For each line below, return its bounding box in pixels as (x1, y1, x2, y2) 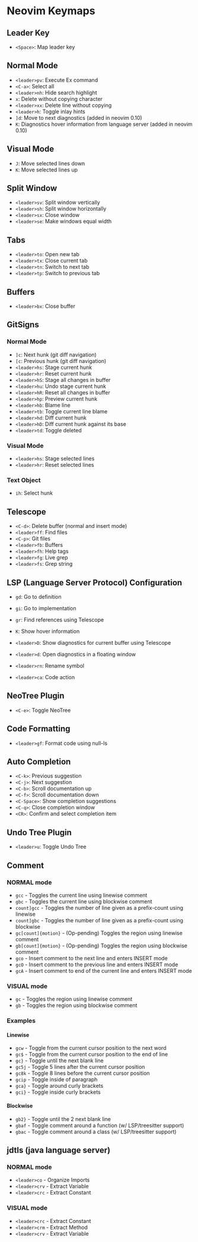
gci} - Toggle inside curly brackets (15, 1088, 101, 1095)
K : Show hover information (15, 628, 80, 635)
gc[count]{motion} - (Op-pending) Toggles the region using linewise (15, 929, 183, 937)
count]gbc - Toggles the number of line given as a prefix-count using (15, 916, 183, 923)
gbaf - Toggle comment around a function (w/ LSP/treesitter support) (15, 1122, 184, 1129)
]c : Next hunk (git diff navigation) (15, 351, 97, 358)
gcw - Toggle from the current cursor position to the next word (15, 1044, 167, 1052)
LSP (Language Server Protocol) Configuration (7, 577, 183, 588)
